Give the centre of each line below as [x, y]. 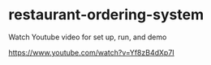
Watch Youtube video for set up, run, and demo [88, 37]
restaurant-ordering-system [106, 15]
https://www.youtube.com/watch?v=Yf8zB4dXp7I [91, 52]
